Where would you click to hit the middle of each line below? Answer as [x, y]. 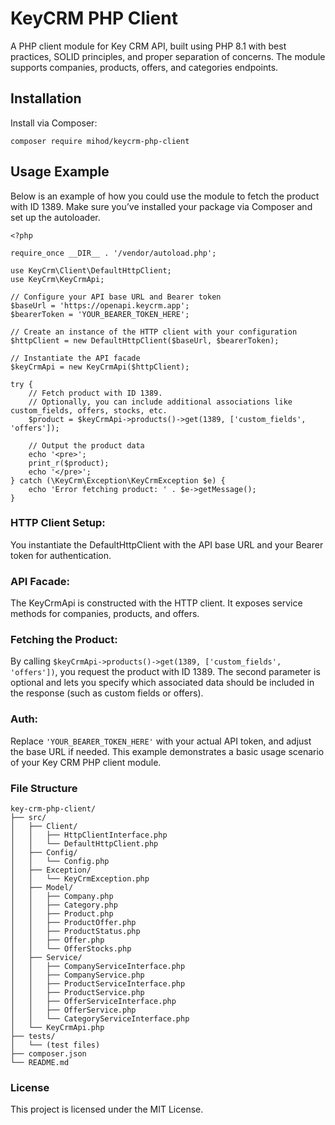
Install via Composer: [54, 123]
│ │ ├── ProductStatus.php [75, 932]
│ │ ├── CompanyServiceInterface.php [98, 967]
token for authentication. [61, 555]
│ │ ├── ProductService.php [77, 993]
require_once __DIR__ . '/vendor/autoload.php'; [113, 253]
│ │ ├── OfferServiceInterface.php [93, 1002]
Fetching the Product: [64, 640]
